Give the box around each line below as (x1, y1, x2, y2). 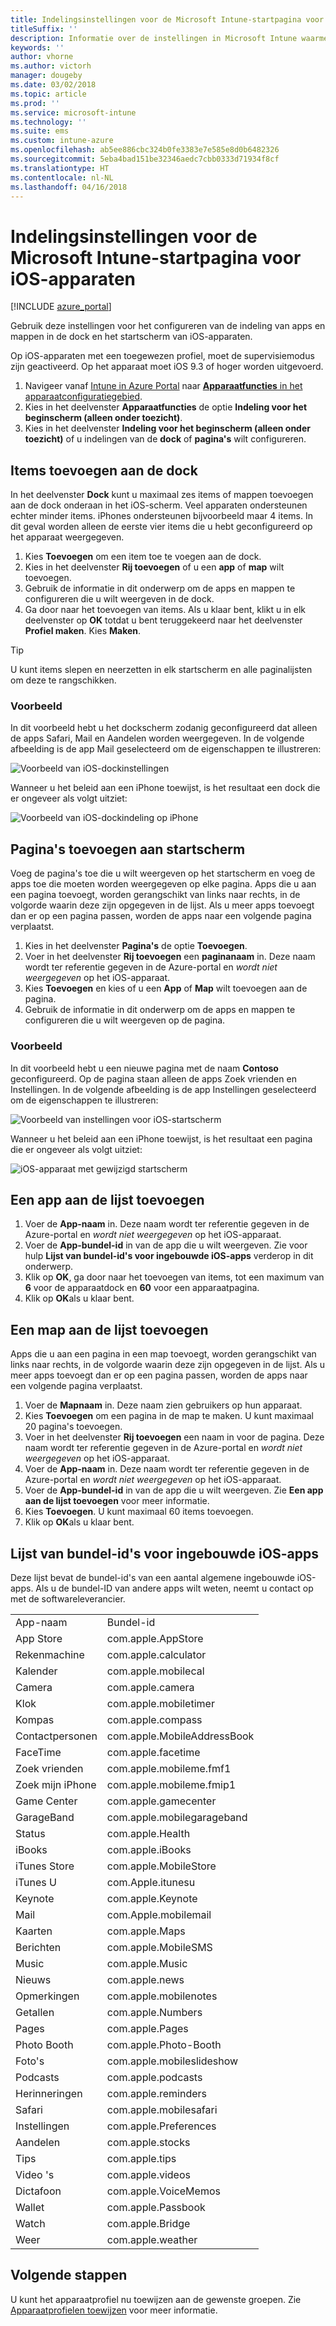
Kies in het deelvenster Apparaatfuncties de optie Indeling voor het (24, 401, 308, 413)
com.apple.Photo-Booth (106, 2037, 222, 2051)
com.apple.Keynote (106, 1891, 198, 1905)
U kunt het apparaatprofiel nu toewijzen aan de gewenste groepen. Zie (10, 2293, 302, 2305)
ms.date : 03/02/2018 (10, 80, 97, 90)
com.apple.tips (106, 2151, 177, 2165)
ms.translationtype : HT (10, 163, 110, 173)
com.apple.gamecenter (106, 1794, 217, 1808)
